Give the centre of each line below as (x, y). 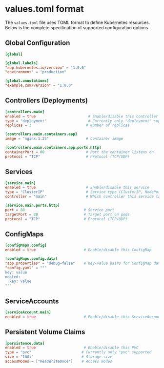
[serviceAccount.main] (28, 312)
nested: (13, 277)
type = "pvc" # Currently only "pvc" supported (78, 352)
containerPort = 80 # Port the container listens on (79, 152)
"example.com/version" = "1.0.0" (39, 86)
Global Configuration (38, 43)
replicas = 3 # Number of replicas (68, 125)
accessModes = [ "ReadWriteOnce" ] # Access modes (59, 362)
